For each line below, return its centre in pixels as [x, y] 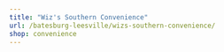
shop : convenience [43, 33]
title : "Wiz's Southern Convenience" [79, 17]
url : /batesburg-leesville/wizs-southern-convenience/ [112, 26]
